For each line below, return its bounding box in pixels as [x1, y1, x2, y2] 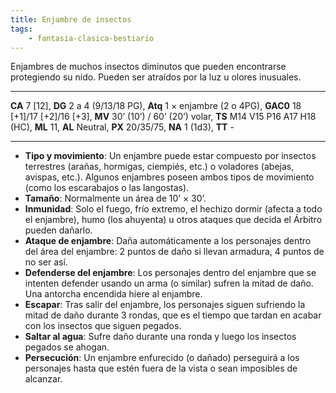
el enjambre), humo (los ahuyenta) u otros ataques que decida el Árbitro [24, 214, 323, 226]
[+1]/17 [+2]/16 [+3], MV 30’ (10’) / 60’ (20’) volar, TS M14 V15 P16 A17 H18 [10, 111, 317, 123]
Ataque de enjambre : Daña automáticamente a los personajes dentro [24, 235, 312, 247]
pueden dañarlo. [24, 224, 93, 236]
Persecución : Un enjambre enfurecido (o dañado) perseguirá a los [24, 352, 300, 364]
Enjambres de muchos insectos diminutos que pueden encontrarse [10, 61, 287, 73]
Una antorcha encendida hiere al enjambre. [24, 288, 203, 300]
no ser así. [24, 256, 68, 268]
